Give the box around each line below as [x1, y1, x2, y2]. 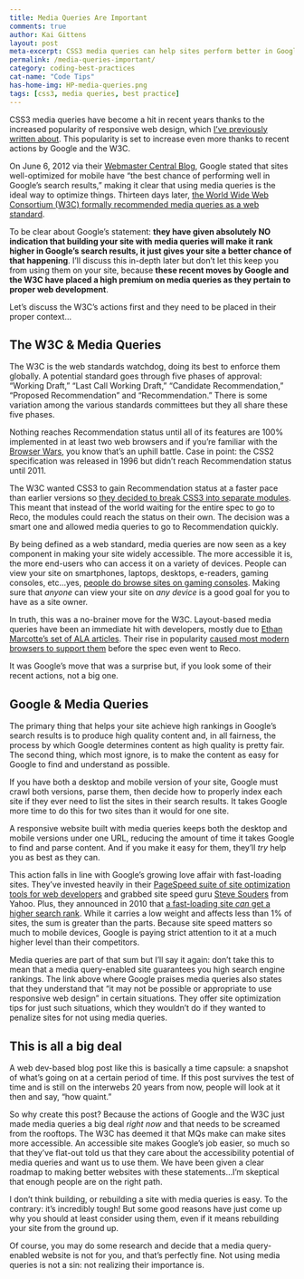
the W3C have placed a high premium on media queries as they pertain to [9, 274, 291, 285]
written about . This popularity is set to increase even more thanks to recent [9, 133, 290, 144]
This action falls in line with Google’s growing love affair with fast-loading [9, 870, 282, 880]
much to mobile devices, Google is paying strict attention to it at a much [9, 928, 278, 938]
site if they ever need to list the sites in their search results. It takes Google [9, 796, 288, 807]
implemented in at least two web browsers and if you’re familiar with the [9, 437, 278, 447]
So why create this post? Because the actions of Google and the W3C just [9, 1109, 285, 1120]
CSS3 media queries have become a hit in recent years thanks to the [9, 114, 265, 125]
